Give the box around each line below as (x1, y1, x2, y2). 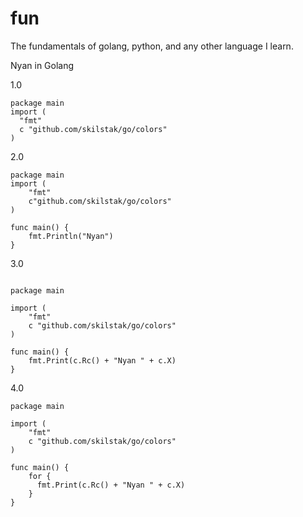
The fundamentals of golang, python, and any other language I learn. (10, 40, 294, 52)
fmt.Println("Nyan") (28, 231, 114, 241)
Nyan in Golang (10, 59, 75, 71)
